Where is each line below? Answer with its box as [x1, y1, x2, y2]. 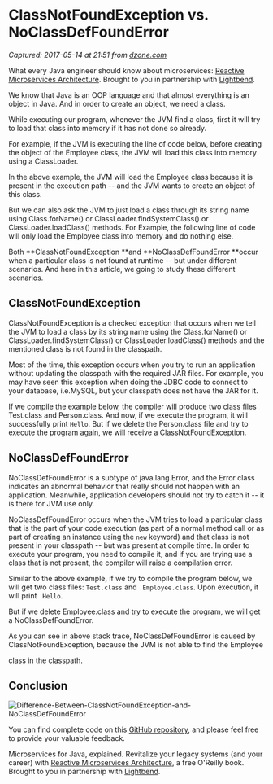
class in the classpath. [8, 655, 84, 665]
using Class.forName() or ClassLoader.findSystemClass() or [8, 213, 209, 223]
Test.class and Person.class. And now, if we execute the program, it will [8, 410, 248, 420]
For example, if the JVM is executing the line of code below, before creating [8, 138, 262, 148]
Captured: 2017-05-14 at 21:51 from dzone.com [8, 50, 167, 59]
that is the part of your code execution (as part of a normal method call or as [8, 523, 265, 532]
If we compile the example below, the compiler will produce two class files [8, 401, 258, 411]
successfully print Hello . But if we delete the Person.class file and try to [8, 418, 249, 428]
